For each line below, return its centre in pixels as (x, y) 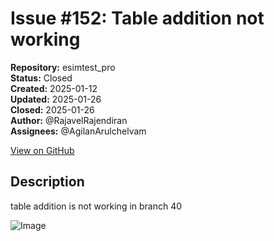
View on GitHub (42, 150)
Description (47, 182)
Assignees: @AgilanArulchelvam (78, 131)
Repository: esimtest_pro (63, 67)
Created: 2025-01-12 (54, 88)
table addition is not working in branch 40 (96, 206)
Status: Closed (41, 78)
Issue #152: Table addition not (137, 18)
